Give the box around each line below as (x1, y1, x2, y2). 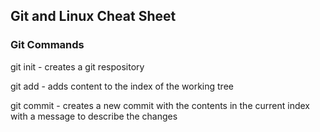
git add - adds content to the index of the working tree (10, 80, 234, 92)
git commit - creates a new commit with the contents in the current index (10, 99, 310, 111)
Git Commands (10, 38, 85, 52)
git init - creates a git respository (10, 60, 145, 73)
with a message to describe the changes (10, 110, 178, 122)
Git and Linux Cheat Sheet (10, 8, 177, 25)
